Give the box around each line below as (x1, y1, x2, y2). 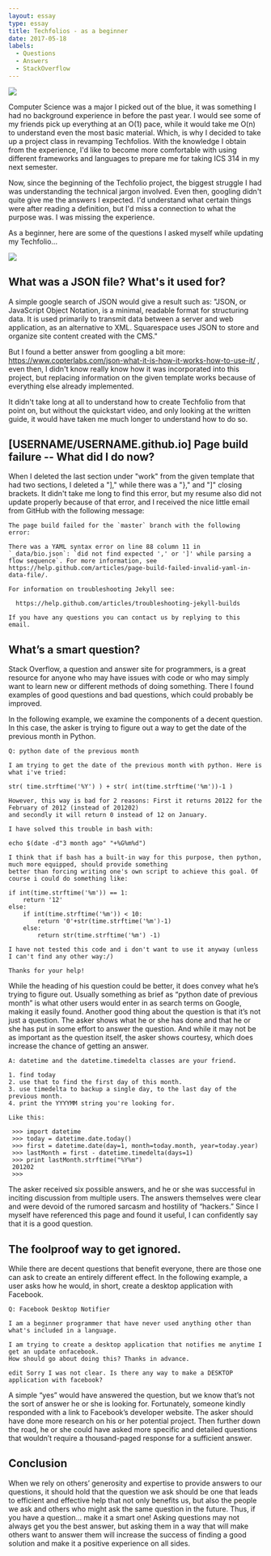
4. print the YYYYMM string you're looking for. (8, 1099, 176, 1107)
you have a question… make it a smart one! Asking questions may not (8, 1512, 240, 1522)
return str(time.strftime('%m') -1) (37, 932, 161, 940)
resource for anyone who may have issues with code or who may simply (8, 673, 249, 682)
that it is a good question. (8, 1219, 93, 1229)
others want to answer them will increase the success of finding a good (8, 1529, 247, 1539)
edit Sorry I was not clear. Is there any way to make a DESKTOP (8, 1369, 233, 1377)
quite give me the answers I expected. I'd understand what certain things (8, 195, 252, 205)
